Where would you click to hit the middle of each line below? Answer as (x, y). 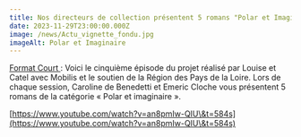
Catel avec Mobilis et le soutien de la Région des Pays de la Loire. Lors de (145, 78)
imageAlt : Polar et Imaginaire (68, 43)
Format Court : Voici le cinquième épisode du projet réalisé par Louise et (143, 68)
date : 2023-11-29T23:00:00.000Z (69, 26)
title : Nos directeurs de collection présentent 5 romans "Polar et (140, 17)
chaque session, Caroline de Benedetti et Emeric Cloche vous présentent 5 (148, 87)
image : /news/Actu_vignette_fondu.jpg (82, 34)
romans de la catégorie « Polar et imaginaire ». (95, 97)
